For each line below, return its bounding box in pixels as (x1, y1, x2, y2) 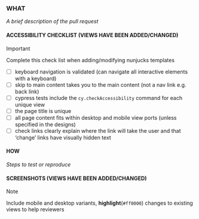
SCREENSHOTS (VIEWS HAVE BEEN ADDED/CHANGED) (6, 175, 148, 182)
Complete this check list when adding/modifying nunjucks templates (6, 56, 175, 63)
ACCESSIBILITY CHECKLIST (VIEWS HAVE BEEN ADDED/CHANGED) (6, 31, 179, 38)
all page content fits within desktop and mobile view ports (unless (14, 114, 177, 121)
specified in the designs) (14, 121, 76, 128)
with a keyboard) (14, 75, 57, 82)
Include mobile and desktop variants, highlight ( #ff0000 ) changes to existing (6, 199, 193, 207)
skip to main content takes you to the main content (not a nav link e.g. (14, 81, 186, 88)
